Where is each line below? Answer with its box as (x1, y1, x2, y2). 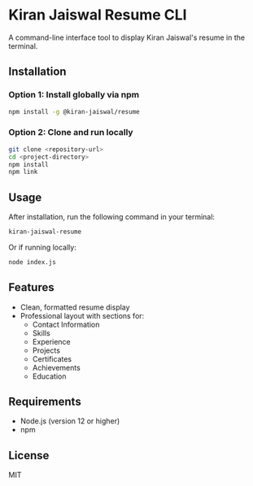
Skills (32, 328, 50, 338)
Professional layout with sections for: (20, 310, 145, 320)
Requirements (8, 395, 81, 409)
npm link (8, 168, 38, 176)
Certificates (32, 354, 72, 363)
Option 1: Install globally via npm (8, 89, 140, 101)
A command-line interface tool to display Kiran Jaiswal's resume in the (8, 33, 246, 42)
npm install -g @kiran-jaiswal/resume (8, 107, 140, 115)
